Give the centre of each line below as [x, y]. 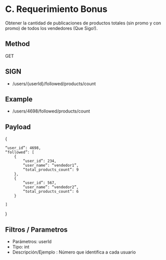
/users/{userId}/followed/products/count [54, 84]
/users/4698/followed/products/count [51, 111]
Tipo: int [21, 247]
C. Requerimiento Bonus [56, 9]
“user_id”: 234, [40, 161]
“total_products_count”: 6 [51, 192]
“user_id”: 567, [40, 183]
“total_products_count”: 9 [51, 170]
